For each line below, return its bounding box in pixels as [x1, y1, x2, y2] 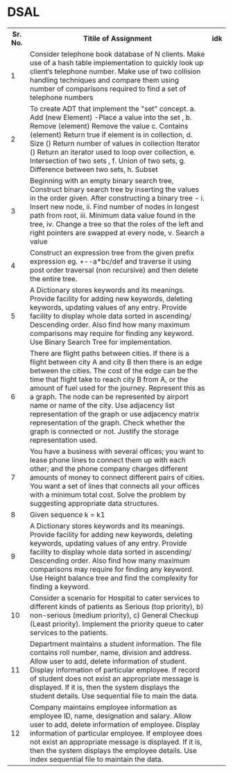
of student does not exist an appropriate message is [30, 674, 200, 683]
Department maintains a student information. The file [30, 639, 202, 649]
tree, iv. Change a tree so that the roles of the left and [30, 219, 203, 229]
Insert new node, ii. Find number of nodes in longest [30, 202, 199, 212]
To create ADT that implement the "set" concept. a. [30, 103, 196, 113]
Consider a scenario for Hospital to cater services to [30, 593, 200, 602]
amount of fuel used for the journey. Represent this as [30, 383, 205, 393]
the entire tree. [30, 273, 78, 283]
